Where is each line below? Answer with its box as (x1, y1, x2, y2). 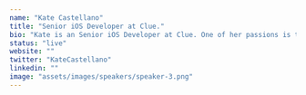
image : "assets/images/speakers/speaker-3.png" (9, 72, 194, 81)
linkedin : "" (9, 64, 59, 73)
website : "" (9, 47, 55, 56)
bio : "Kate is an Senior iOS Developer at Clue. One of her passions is (9, 30, 291, 39)
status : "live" (9, 38, 67, 48)
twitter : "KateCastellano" (9, 55, 112, 64)
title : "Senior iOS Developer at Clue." (9, 22, 166, 31)
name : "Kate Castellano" (9, 13, 104, 23)
